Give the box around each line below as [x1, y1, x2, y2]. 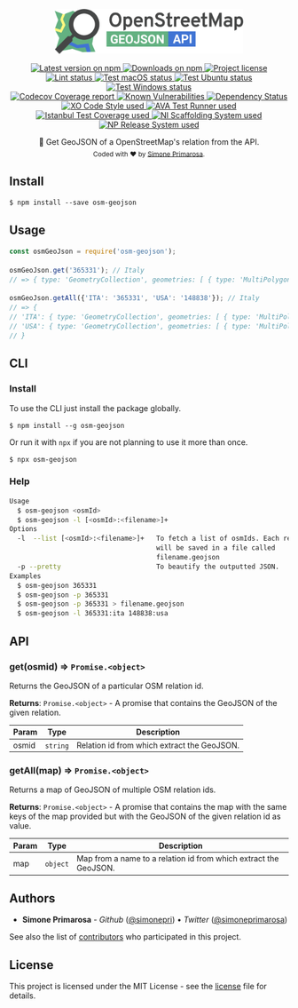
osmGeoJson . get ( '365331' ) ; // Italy [9, 266, 145, 274]
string [44, 742, 69, 750]
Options [9, 525, 38, 534]
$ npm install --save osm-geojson [9, 198, 137, 208]
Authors [9, 891, 56, 906]
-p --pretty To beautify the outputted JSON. [17, 562, 279, 571]
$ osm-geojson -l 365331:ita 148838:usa [17, 609, 169, 618]
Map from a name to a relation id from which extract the [76, 853, 279, 864]
